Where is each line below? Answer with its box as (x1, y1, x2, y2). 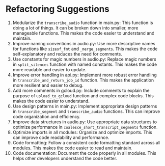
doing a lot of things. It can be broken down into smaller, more (12, 25, 138, 30)
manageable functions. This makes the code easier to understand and (12, 30, 155, 36)
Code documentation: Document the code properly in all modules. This (12, 150, 157, 156)
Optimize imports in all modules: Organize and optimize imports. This (12, 129, 153, 135)
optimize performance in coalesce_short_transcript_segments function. (12, 124, 158, 130)
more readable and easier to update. (12, 66, 86, 72)
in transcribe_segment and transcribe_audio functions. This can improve (12, 108, 160, 114)
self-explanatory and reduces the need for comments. (12, 51, 122, 57)
